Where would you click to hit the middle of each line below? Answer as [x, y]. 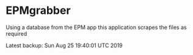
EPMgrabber [38, 11]
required [16, 33]
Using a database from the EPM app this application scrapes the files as [96, 27]
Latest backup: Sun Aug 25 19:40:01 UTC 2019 [64, 45]
